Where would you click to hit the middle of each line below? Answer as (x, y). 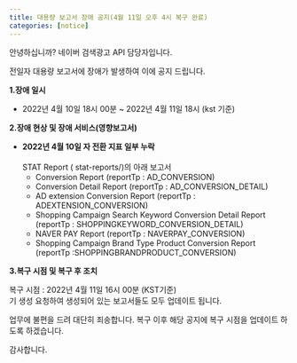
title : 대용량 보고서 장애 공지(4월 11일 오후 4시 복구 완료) (109, 17)
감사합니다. (28, 349)
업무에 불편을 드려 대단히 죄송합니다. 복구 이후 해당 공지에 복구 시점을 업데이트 (144, 320)
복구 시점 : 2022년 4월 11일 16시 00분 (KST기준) (93, 289)
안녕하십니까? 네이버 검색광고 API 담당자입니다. (91, 52)
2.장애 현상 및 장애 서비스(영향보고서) (73, 127)
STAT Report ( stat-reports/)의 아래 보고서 (97, 167)
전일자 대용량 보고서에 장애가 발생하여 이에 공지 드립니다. (107, 71)
